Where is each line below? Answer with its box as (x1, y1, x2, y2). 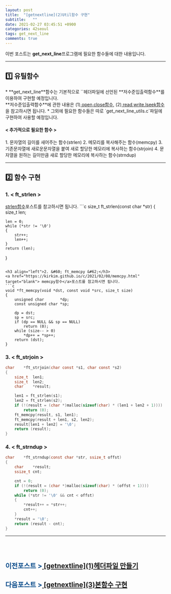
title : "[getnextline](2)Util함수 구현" (5, 12, 90, 17)
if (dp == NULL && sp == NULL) (14, 319, 81, 325)
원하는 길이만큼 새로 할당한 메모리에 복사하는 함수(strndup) (18, 152, 136, 158)
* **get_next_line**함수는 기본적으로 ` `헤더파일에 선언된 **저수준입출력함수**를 (5, 88, 165, 95)
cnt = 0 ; (14, 478, 33, 484)
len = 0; (5, 219, 24, 224)
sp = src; (14, 315, 36, 320)
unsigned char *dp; (14, 297, 70, 302)
